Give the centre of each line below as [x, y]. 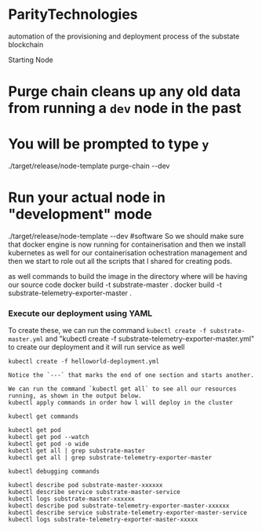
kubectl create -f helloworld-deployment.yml [84, 362]
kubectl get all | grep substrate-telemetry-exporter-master [110, 458]
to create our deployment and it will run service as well [96, 347]
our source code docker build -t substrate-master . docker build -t [115, 285]
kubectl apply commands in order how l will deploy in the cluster [121, 403]
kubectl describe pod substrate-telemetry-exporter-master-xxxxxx [119, 506]
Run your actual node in [87, 198]
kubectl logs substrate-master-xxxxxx [71, 499]
